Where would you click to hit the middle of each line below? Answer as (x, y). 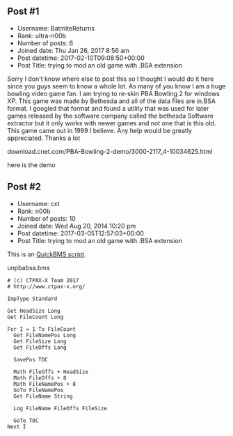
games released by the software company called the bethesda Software (111, 116)
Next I (17, 427)
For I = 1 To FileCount (42, 329)
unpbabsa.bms (29, 267)
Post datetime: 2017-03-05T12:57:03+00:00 (81, 233)
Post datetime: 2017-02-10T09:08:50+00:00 (81, 58)
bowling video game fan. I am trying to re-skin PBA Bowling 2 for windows (114, 93)
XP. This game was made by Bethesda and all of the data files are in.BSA (112, 101)
